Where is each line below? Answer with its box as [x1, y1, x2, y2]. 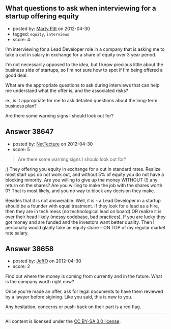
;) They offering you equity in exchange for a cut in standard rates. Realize [5, 166, 161, 172]
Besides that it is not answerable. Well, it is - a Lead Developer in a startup [5, 197, 161, 203]
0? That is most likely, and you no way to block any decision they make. [5, 188, 155, 194]
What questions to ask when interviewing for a [5, 4, 156, 13]
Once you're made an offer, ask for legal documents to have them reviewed [5, 288, 163, 294]
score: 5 [12, 146, 31, 152]
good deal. [5, 72, 28, 78]
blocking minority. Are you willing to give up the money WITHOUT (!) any [5, 176, 158, 183]
